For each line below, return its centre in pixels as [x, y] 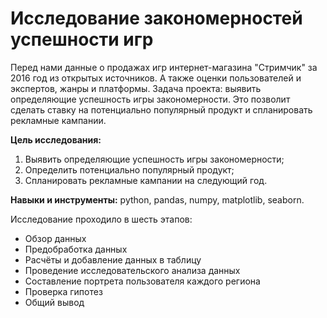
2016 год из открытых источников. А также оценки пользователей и [156, 78]
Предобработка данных [76, 249]
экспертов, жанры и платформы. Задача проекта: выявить [136, 88]
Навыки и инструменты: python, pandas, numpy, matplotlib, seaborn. [157, 199]
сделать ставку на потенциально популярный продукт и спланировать [161, 109]
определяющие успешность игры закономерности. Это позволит [150, 99]
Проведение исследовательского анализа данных [132, 270]
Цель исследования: [56, 139]
